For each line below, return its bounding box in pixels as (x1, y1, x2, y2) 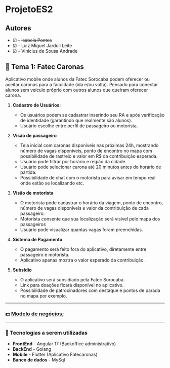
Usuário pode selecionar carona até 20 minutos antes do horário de (20, 164, 161, 170)
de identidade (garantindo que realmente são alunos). (20, 117, 133, 123)
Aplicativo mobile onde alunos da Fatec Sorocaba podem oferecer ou (5, 76, 150, 82)
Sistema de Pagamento (12, 236, 63, 242)
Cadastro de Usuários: (12, 102, 61, 108)
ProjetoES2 (5, 4, 53, 15)
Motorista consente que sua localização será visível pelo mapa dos (20, 215, 160, 222)
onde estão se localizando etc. (20, 180, 84, 186)
